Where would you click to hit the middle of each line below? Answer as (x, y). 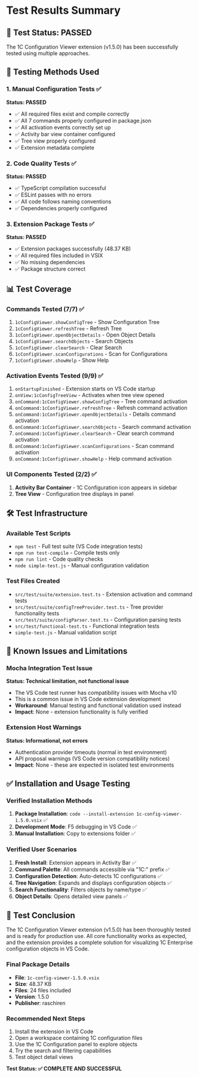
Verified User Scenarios (42, 849)
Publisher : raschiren (40, 1003)
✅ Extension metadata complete (54, 147)
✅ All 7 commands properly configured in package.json (83, 120)
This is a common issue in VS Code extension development (88, 699)
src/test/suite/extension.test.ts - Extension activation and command (104, 594)
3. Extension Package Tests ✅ (50, 224)
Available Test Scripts (39, 533)
